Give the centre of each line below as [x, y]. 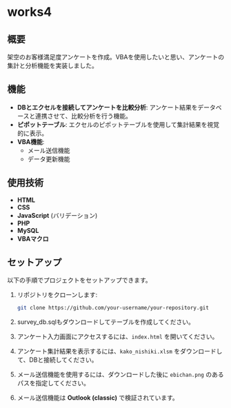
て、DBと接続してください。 [57, 360]
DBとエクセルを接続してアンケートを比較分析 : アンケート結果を [107, 107]
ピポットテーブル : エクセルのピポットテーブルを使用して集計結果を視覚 [118, 124]
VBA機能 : [31, 141]
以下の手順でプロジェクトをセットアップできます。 [79, 280]
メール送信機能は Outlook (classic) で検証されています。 [98, 398]
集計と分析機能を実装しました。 [52, 65]
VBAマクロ [33, 238]
